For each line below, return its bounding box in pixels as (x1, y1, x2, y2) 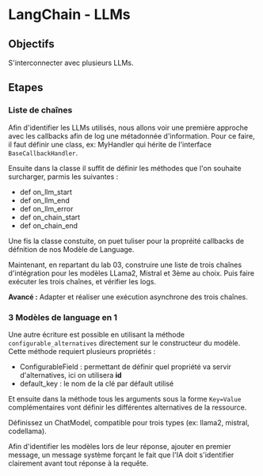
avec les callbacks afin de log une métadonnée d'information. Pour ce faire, (8, 131, 255, 140)
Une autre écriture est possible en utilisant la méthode (8, 329, 185, 339)
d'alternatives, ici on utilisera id (19, 370, 122, 379)
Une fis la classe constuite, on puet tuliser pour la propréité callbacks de (8, 236, 244, 246)
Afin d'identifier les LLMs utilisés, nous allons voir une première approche (8, 123, 248, 132)
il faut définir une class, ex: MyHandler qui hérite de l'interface (8, 139, 212, 149)
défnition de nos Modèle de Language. (8, 244, 135, 254)
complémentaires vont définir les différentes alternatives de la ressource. (8, 402, 247, 412)
